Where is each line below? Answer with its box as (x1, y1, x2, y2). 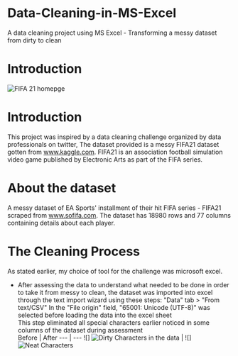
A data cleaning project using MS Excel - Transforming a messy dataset (7, 28, 217, 37)
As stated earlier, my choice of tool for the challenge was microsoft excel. (7, 267, 222, 275)
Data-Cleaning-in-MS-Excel (7, 5, 177, 21)
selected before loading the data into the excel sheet (17, 311, 173, 319)
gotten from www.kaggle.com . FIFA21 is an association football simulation (7, 148, 223, 156)
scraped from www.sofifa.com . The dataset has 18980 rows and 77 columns (7, 211, 231, 219)
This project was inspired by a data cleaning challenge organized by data (7, 133, 222, 141)
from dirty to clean (7, 35, 62, 44)
